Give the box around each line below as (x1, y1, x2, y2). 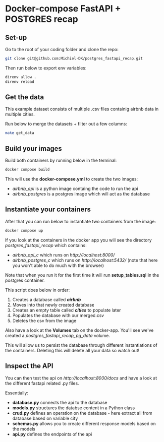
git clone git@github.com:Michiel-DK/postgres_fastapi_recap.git (5, 56, 143, 61)
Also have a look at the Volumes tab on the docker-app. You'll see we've (5, 327, 154, 333)
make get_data (5, 130, 35, 135)
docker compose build (5, 167, 50, 172)
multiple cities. (5, 111, 35, 117)
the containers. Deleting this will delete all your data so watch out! (5, 347, 140, 353)
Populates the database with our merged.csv (12, 312, 104, 318)
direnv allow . (5, 74, 37, 79)
